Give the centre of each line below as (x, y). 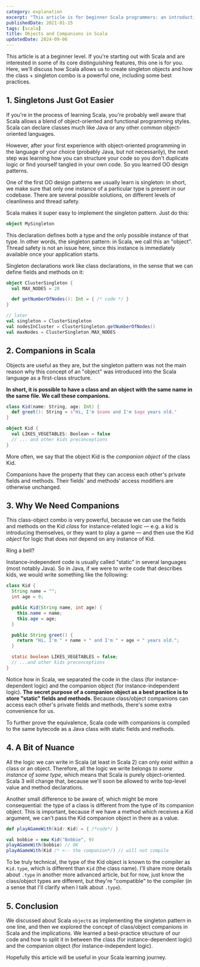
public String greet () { (42, 635)
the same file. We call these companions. (58, 396)
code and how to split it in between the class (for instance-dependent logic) (99, 939)
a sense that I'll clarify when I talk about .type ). (64, 887)
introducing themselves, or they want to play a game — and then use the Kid (100, 533)
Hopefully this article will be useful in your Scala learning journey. (86, 957)
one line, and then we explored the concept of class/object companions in (97, 926)
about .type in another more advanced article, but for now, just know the (95, 875)
